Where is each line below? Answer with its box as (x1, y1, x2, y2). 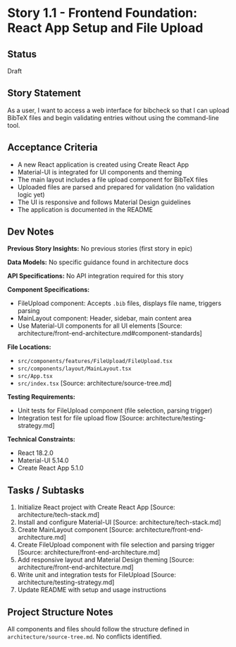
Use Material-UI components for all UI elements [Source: (17, 321, 182, 330)
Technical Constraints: (7, 435, 75, 444)
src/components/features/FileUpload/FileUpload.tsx (17, 358, 173, 365)
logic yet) (17, 190, 45, 198)
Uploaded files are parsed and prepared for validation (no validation (17, 182, 215, 191)
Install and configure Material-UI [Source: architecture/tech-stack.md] (17, 518, 222, 527)
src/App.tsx (17, 373, 53, 380)
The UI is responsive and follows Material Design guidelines (17, 198, 192, 206)
